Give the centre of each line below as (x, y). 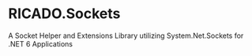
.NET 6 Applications (41, 43)
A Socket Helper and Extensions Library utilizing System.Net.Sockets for (126, 35)
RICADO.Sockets (64, 14)
